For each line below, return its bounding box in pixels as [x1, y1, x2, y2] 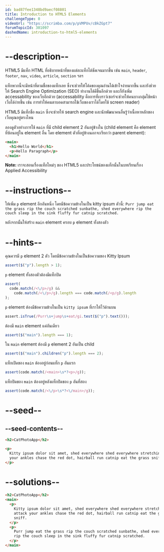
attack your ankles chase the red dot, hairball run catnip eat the [14, 511, 156, 516]
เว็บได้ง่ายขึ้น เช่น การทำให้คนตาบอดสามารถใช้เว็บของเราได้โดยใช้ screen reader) [5, 99, 140, 105]
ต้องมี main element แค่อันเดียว [5, 323, 60, 328]
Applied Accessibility [5, 168, 47, 174]
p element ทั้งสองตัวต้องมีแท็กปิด [5, 272, 61, 277]
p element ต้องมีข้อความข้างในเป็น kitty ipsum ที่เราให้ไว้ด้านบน [5, 304, 116, 310]
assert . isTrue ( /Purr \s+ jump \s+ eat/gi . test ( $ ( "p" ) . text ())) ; [5, 314, 130, 319]
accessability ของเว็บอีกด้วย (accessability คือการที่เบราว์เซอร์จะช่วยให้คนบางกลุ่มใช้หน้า [5, 94, 157, 100]
